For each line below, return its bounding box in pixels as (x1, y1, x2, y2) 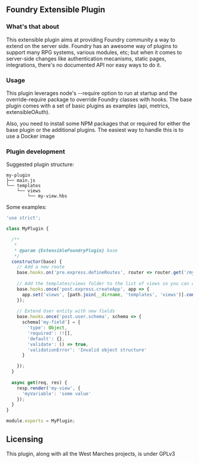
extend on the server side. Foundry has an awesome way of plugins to (6, 42, 178, 49)
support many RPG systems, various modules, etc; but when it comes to (6, 49, 182, 56)
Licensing (6, 435, 43, 445)
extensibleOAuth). (6, 108, 50, 115)
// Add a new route (17, 264, 65, 270)
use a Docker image (6, 132, 55, 139)
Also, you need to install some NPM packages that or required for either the (6, 120, 191, 127)
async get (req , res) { (11, 379, 68, 385)
